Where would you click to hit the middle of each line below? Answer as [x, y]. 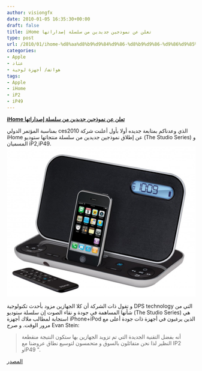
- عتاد [15, 63]
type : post [20, 38]
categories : [22, 51]
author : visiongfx [30, 13]
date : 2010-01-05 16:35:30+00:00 [49, 19]
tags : [13, 76]
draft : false [23, 25]
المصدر [15, 361]
